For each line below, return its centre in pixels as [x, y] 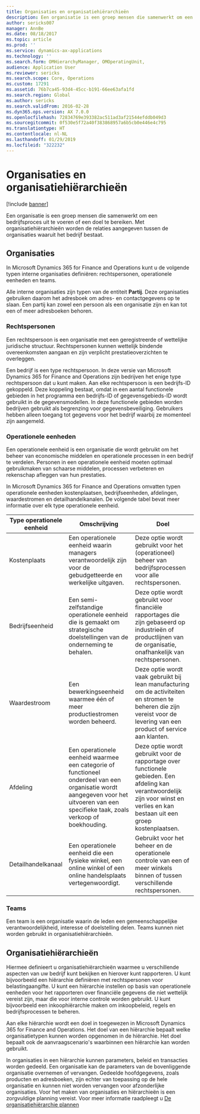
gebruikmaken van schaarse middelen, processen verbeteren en [85, 468]
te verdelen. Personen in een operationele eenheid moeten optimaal [89, 462]
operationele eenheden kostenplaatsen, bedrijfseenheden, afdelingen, [92, 492]
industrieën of [154, 629]
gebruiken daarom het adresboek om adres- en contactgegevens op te [93, 298]
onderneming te [90, 644]
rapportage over [157, 761]
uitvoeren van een [93, 802]
